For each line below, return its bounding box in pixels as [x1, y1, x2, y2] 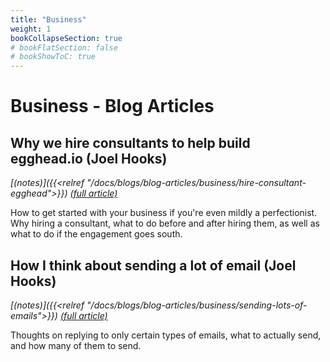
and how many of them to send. [10, 339, 142, 351]
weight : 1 [10, 24, 52, 34]
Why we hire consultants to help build [10, 134, 251, 151]
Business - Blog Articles [10, 95, 215, 118]
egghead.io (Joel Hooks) [10, 150, 168, 167]
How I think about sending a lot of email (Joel [10, 257, 297, 274]
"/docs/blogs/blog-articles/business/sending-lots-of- [86, 299, 308, 311]
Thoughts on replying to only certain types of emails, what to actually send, [10, 329, 322, 341]
